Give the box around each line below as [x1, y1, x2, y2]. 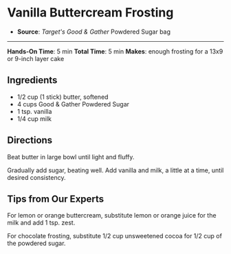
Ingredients [7, 74, 58, 86]
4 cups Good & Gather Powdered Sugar [16, 100, 129, 108]
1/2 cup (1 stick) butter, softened [16, 93, 109, 101]
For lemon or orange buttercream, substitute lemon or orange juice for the [7, 211, 217, 220]
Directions [7, 135, 53, 146]
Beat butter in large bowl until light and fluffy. [7, 152, 135, 161]
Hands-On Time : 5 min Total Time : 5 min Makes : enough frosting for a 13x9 [7, 47, 223, 56]
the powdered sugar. [7, 239, 66, 248]
